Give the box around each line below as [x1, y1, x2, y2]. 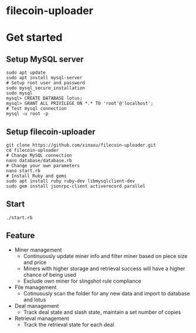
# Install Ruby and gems [6, 173, 67, 179]
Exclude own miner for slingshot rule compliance [23, 277, 142, 284]
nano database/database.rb [6, 158, 72, 164]
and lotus [23, 296, 46, 303]
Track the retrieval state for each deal [23, 321, 114, 328]
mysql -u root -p [6, 111, 49, 117]
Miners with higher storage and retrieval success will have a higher [23, 265, 185, 272]
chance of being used [23, 271, 76, 278]
